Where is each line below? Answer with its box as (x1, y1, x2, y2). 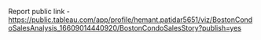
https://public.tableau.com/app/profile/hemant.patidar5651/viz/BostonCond (8, 15, 253, 24)
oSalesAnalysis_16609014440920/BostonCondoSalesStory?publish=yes (8, 24, 242, 32)
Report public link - (8, 7, 71, 16)
